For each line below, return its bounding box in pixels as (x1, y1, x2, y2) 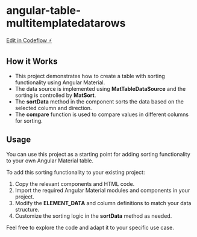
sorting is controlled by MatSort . (14, 91, 96, 99)
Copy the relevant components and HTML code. (14, 180, 135, 187)
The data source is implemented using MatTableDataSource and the (14, 85, 186, 92)
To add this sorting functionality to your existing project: (6, 168, 145, 176)
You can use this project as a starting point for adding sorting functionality (6, 150, 191, 158)
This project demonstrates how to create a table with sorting (14, 72, 166, 79)
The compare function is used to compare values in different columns (14, 111, 189, 118)
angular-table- (6, 4, 81, 17)
